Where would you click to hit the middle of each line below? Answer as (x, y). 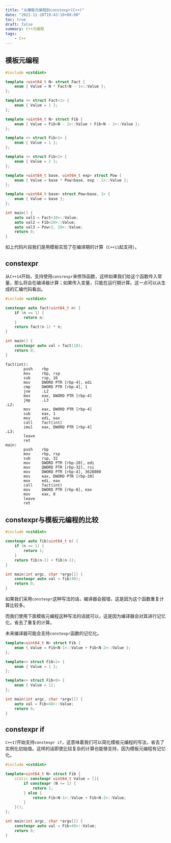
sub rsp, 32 (41, 458)
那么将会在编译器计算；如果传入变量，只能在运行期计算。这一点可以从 (88, 283)
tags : (11, 34)
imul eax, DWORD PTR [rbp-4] (58, 427)
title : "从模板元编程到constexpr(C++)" (45, 10)
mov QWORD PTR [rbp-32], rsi (59, 467)
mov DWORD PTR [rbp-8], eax (58, 489)
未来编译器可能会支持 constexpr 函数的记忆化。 (53, 634)
